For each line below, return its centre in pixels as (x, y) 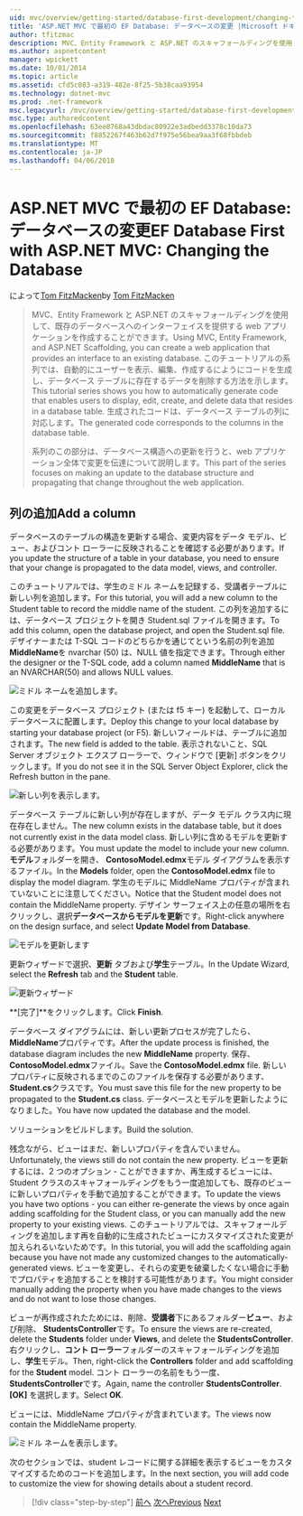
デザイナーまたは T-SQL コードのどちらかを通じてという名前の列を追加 (142, 641)
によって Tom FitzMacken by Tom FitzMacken (92, 295)
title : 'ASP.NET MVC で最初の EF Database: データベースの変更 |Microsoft (144, 26)
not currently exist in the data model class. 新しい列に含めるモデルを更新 (145, 838)
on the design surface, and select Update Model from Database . (130, 926)
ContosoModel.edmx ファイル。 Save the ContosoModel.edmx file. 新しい (148, 1065)
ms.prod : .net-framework (56, 102)
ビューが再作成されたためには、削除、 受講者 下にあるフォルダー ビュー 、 (143, 1318)
